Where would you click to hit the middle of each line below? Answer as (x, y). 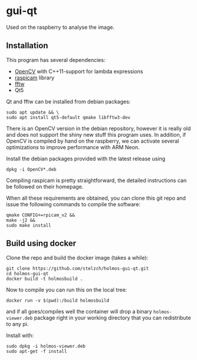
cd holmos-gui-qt (27, 273)
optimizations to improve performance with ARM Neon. (73, 147)
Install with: (20, 335)
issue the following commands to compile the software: (73, 204)
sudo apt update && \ (33, 112)
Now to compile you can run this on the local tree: (67, 289)
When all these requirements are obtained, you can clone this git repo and (96, 198)
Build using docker (41, 244)
